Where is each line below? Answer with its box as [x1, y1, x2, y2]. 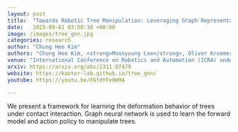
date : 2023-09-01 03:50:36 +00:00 [7, 23, 115, 31]
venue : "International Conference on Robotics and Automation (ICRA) [7, 57, 217, 64]
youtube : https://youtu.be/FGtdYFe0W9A [7, 76, 125, 84]
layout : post [7, 10, 46, 18]
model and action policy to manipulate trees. [7, 117, 137, 126]
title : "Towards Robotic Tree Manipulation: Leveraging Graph [7, 17, 198, 24]
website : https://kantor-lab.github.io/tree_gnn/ [7, 70, 157, 77]
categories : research [7, 37, 72, 44]
